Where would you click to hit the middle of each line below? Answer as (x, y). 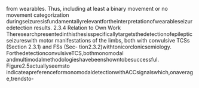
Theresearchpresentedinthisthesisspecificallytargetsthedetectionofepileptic (99, 34)
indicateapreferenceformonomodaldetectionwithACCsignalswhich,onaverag (99, 72)
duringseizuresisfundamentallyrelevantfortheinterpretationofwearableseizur (99, 21)
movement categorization (38, 15)
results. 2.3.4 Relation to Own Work (77, 28)
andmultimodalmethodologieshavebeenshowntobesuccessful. (83, 60)
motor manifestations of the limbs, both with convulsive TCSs (114, 40)
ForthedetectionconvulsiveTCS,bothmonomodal (65, 53)
